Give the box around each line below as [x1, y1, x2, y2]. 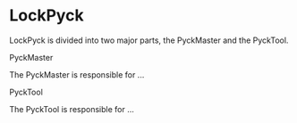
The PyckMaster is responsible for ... [9, 69, 145, 80]
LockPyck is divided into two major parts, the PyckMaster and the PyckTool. [9, 35, 289, 45]
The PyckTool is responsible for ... [9, 103, 134, 114]
